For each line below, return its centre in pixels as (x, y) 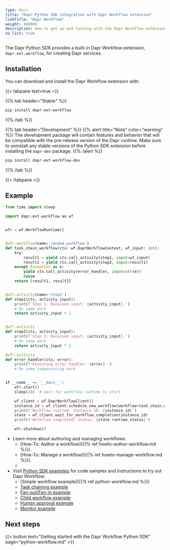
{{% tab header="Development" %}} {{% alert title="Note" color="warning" (84, 129)
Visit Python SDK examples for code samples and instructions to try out (87, 471)
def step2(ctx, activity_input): (40, 332)
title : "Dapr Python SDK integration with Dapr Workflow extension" (79, 15)
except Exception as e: (39, 267)
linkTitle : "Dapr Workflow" (35, 19)
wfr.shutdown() (30, 429)
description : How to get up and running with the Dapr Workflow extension (86, 29)
